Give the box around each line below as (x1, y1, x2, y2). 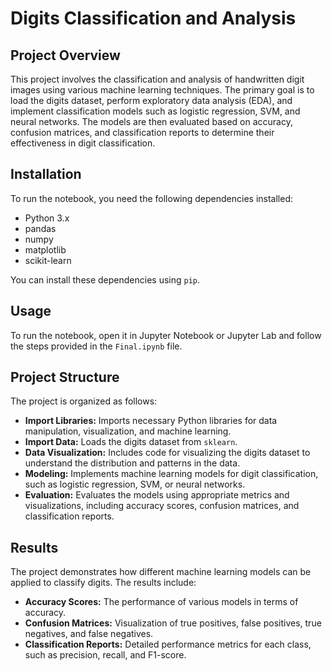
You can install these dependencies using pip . (10, 273, 201, 286)
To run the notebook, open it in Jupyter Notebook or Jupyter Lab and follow (10, 329, 322, 341)
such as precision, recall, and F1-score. (24, 649, 187, 661)
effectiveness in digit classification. (10, 137, 156, 149)
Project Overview (10, 47, 121, 64)
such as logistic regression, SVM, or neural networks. (24, 478, 246, 491)
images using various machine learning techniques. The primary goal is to (10, 84, 315, 96)
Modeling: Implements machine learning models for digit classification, (24, 468, 319, 480)
